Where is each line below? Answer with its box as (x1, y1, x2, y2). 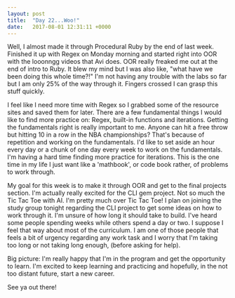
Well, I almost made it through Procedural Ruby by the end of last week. (7, 43, 214, 51)
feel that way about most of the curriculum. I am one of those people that (7, 226, 219, 235)
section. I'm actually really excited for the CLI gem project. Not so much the (7, 189, 226, 197)
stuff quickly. (7, 87, 45, 95)
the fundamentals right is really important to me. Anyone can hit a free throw (7, 123, 228, 132)
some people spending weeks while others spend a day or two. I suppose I (7, 219, 224, 227)
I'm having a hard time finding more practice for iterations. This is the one (7, 153, 220, 161)
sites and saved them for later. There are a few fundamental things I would (7, 108, 222, 116)
